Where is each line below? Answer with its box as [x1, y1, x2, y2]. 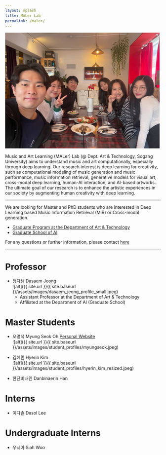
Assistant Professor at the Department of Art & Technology [19, 294, 140, 300]
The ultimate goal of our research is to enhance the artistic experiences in [5, 185, 156, 191]
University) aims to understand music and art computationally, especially [5, 158, 154, 165]
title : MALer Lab [5, 13, 41, 18]
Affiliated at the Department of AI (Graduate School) [19, 299, 126, 305]
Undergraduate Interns [5, 427, 101, 439]
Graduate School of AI [12, 229, 58, 235]
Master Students [5, 316, 76, 328]
